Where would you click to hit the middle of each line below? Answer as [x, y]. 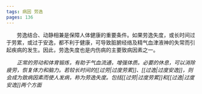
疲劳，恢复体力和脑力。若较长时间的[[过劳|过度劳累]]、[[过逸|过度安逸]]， [97, 70]
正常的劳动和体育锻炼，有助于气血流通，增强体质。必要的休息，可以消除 [106, 62]
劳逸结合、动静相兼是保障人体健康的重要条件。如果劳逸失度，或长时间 [103, 35]
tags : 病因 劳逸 [25, 12]
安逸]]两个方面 [24, 84]
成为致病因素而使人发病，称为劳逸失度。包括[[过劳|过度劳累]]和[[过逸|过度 [103, 77]
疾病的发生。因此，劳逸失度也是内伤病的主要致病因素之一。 [85, 50]
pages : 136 [20, 17]
